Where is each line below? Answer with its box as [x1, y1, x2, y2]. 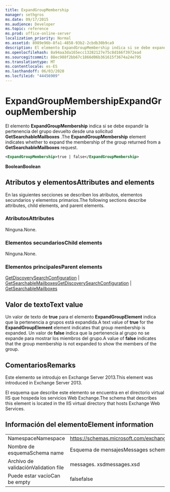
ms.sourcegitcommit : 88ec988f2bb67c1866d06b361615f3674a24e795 [5, 54, 142, 60]
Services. [5, 406, 25, 412]
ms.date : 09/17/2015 [5, 17, 49, 22]
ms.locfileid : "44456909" [5, 74, 60, 79]
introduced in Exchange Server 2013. [5, 380, 82, 386]
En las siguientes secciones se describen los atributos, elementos [5, 191, 143, 198]
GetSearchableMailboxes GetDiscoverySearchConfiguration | [5, 280, 132, 287]
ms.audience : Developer [5, 21, 56, 27]
